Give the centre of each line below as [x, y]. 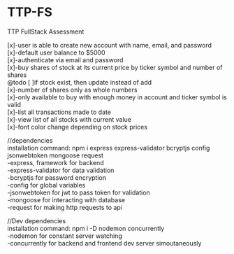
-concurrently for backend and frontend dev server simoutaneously [104, 243]
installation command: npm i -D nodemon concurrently [86, 228]
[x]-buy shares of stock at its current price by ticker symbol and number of [115, 67]
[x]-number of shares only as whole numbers [72, 90]
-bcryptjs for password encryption [57, 177]
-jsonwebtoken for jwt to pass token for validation [79, 192]
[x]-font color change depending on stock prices [78, 127]
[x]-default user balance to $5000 [57, 52]
